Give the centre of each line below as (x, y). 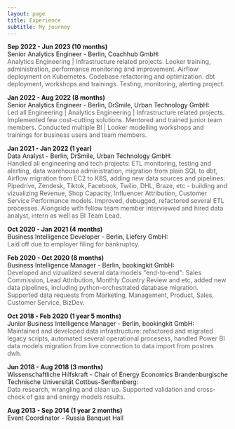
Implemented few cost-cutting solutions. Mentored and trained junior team (115, 120)
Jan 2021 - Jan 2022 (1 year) (50, 149)
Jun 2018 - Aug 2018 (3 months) (55, 367)
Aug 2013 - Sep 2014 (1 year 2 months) (65, 411)
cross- (206, 390)
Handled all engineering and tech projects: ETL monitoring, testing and (109, 164)
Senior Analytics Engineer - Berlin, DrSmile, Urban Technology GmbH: (108, 105)
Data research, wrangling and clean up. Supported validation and (101, 390)
